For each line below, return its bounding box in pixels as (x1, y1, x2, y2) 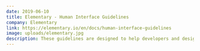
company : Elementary (6, 19, 58, 25)
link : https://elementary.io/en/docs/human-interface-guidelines (6, 25, 171, 31)
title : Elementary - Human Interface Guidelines (6, 14, 129, 20)
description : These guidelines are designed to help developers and (6, 36, 180, 42)
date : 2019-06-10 (6, 8, 49, 15)
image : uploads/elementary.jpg (6, 30, 84, 36)
